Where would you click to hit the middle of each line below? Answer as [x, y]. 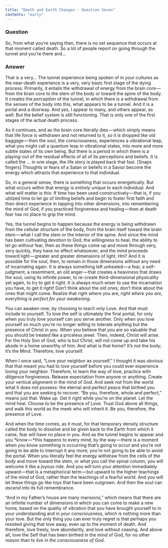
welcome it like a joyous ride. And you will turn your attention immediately [81, 467]
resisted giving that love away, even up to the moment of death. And [76, 524]
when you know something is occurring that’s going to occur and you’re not [83, 445]
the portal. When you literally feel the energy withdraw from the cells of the [83, 456]
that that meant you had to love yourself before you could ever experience [82, 366]
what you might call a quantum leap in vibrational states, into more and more [84, 146]
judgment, [16, 272]
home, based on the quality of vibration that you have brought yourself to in [83, 508]
